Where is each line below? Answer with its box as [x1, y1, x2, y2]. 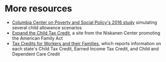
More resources [5, 3, 72, 14]
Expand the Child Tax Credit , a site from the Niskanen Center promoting [12, 30, 160, 36]
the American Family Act [12, 35, 63, 41]
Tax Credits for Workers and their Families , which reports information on [12, 40, 161, 46]
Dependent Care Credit [12, 51, 60, 57]
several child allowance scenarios [12, 24, 82, 30]
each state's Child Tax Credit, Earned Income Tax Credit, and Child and [12, 46, 159, 52]
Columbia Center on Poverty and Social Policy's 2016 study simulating [12, 19, 157, 25]
